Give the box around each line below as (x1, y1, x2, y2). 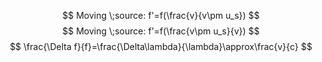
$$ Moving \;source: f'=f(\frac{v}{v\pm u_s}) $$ (62, 10, 260, 21)
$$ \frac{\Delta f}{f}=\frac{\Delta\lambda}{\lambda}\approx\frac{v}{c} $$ (9, 41, 313, 52)
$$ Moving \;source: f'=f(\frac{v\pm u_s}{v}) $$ (62, 25, 260, 37)
